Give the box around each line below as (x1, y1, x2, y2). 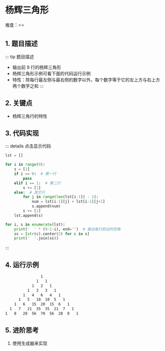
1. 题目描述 (5, 39, 38, 48)
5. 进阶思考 (5, 326, 39, 335)
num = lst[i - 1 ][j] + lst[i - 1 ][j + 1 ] (31, 199, 106, 204)
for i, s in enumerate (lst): (5, 222, 65, 227)
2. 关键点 (5, 99, 33, 108)
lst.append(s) (14, 213, 43, 218)
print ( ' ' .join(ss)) (14, 236, 58, 241)
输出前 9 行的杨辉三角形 (12, 64, 61, 70)
